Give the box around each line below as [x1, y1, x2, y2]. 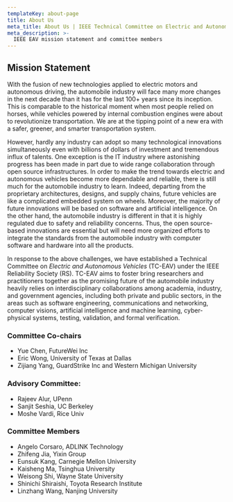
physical [7, 313, 31, 321]
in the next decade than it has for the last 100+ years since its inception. [7, 94, 213, 103]
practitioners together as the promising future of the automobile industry [7, 276, 215, 285]
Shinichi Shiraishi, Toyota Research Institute [17, 479, 143, 487]
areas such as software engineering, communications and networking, [7, 299, 209, 307]
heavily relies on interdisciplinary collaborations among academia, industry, [7, 284, 223, 292]
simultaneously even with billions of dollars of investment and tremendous [7, 145, 220, 153]
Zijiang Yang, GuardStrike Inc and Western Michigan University [17, 362, 198, 370]
